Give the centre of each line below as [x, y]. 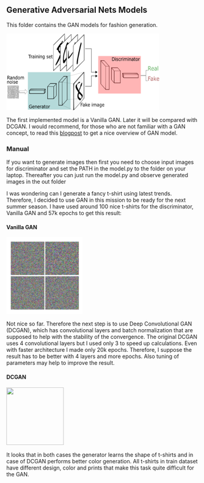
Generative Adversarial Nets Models [77, 10]
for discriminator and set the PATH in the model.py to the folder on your [96, 169]
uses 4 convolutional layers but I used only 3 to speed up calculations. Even [102, 343]
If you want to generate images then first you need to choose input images [100, 162]
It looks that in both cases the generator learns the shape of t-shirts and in [100, 454]
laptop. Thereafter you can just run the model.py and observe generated [97, 175]
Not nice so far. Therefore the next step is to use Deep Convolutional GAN [99, 324]
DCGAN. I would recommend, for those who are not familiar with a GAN [96, 126]
